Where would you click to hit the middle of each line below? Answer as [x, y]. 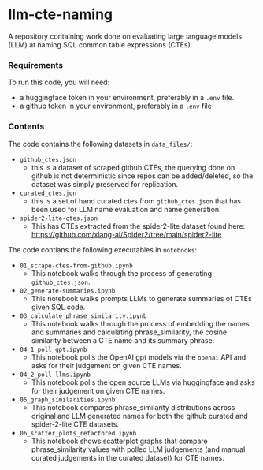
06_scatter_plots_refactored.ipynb [78, 433]
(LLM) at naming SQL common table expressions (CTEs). [100, 44]
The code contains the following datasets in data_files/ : [100, 144]
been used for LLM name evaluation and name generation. [126, 209]
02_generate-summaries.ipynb [67, 291]
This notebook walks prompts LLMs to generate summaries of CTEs [141, 298]
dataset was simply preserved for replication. [105, 184]
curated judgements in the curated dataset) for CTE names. [128, 457]
